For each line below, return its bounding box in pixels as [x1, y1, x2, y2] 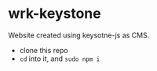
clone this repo [19, 45, 68, 55]
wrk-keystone [8, 5, 101, 23]
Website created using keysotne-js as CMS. [8, 30, 150, 40]
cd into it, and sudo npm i [19, 54, 100, 63]
